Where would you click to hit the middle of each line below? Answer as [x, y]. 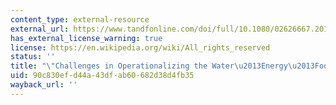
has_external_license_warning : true [86, 38]
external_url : [40, 29]
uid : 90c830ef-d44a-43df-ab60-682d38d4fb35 [102, 76]
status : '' [33, 57]
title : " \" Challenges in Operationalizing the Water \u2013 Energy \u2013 [162, 66]
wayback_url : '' [44, 85]
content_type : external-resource [80, 19]
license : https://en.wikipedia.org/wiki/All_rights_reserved [140, 47]
